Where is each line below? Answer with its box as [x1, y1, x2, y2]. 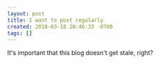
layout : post [7, 10, 45, 17]
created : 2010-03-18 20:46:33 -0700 [7, 23, 113, 30]
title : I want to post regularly [7, 17, 104, 24]
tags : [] [7, 29, 33, 37]
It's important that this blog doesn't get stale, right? [7, 49, 154, 57]
